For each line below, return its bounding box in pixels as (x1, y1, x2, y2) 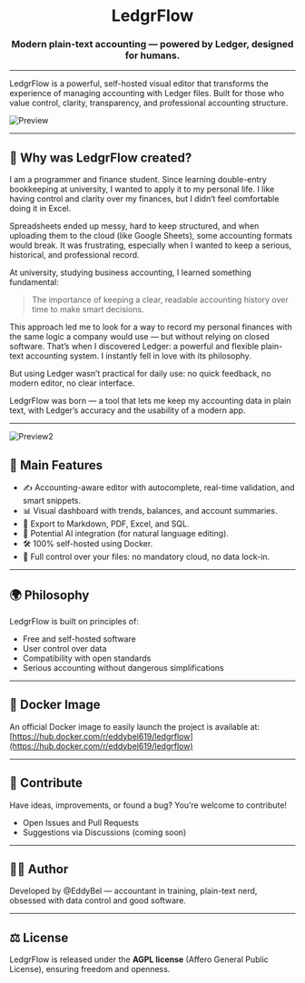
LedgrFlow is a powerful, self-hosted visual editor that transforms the (9, 78, 270, 89)
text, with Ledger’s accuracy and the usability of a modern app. (9, 405, 246, 416)
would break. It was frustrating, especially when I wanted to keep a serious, (9, 240, 292, 251)
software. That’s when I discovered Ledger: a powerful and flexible (9, 341, 260, 352)
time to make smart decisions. (31, 304, 145, 315)
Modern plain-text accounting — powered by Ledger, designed (11, 38, 294, 51)
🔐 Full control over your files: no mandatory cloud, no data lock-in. (22, 551, 271, 563)
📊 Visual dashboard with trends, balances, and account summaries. (22, 506, 278, 516)
